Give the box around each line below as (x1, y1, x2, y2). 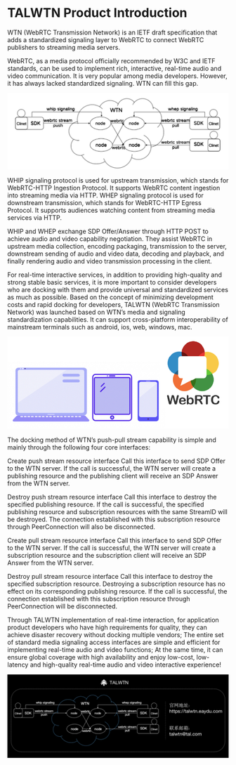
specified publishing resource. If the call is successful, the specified (7, 500, 204, 509)
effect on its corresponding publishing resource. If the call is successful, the (7, 587, 228, 596)
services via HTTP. (7, 213, 62, 222)
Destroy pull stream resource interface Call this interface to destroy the (7, 573, 213, 581)
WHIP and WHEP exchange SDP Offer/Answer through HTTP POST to (7, 227, 209, 235)
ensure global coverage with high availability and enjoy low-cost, (7, 653, 195, 662)
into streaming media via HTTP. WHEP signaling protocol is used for (7, 191, 204, 200)
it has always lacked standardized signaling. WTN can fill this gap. (7, 79, 199, 87)
